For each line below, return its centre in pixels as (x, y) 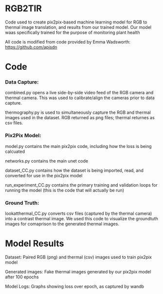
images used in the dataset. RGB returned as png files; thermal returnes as (80, 118)
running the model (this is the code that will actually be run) (65, 190)
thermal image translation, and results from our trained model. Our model (78, 27)
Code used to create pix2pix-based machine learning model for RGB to (76, 22)
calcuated (15, 151)
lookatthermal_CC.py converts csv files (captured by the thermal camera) (79, 213)
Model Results (35, 243)
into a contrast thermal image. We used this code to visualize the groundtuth (81, 219)
